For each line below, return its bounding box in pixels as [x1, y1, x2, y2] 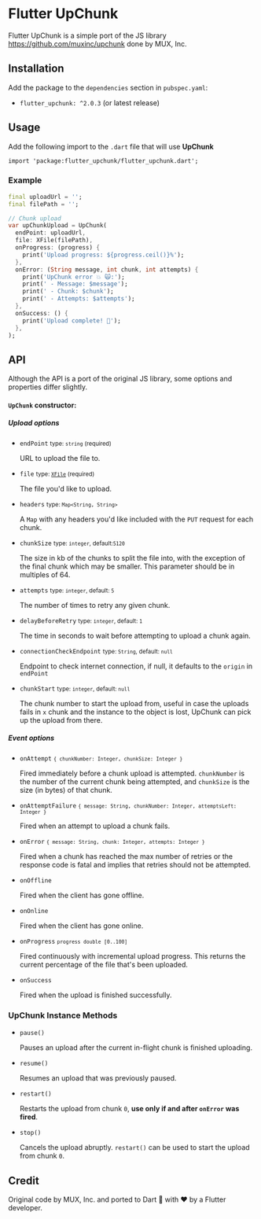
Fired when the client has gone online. [19, 921, 144, 930]
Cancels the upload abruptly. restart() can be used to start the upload [19, 1143, 250, 1152]
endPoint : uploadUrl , [15, 229, 86, 237]
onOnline [19, 907, 49, 915]
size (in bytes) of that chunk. [19, 785, 112, 794]
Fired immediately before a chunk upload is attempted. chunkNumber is [19, 768, 245, 778]
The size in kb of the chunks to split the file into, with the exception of [19, 553, 245, 562]
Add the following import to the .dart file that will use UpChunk [8, 142, 214, 151]
